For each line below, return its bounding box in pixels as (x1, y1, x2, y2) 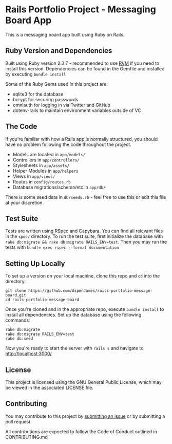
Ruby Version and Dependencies (5, 46, 112, 55)
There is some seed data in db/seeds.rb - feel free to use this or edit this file (5, 194, 166, 200)
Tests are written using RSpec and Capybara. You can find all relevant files (5, 228, 163, 234)
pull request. (5, 418, 32, 424)
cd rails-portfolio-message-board (5, 297, 80, 303)
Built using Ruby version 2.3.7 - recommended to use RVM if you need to (5, 60, 160, 66)
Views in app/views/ (12, 173, 55, 179)
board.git (5, 293, 27, 298)
